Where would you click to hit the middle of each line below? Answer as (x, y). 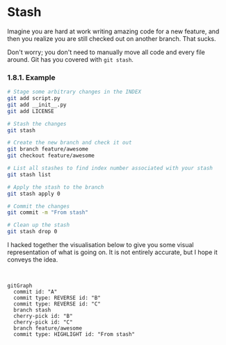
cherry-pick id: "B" (43, 317)
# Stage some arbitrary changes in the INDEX (74, 92)
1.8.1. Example (31, 77)
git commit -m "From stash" (48, 212)
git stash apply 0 (34, 194)
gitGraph (20, 286)
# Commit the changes (39, 206)
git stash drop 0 (32, 232)
